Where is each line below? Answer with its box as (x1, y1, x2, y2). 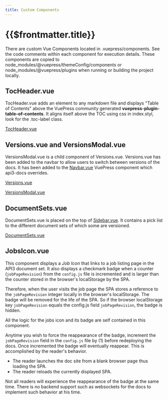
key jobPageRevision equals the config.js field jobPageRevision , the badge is (5, 302, 163, 308)
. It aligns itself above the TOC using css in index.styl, (43, 111, 154, 117)
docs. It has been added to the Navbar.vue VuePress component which (5, 164, 153, 171)
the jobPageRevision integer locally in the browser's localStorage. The (5, 291, 149, 297)
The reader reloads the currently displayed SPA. (12, 368, 112, 374)
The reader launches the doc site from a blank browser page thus (12, 358, 148, 364)
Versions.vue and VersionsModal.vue (5, 140, 126, 149)
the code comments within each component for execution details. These (5, 51, 155, 57)
